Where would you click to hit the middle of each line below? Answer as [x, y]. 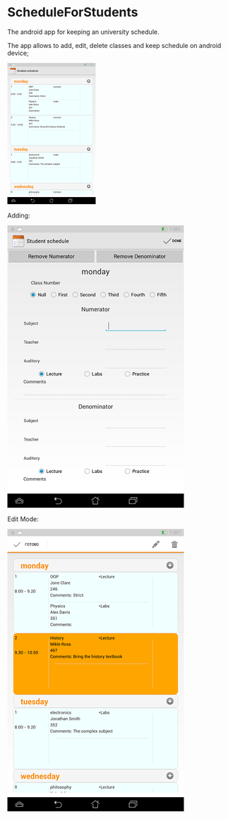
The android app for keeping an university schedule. [83, 32]
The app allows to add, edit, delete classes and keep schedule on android [114, 45]
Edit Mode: [23, 519]
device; [18, 53]
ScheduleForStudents [73, 12]
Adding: [19, 215]
